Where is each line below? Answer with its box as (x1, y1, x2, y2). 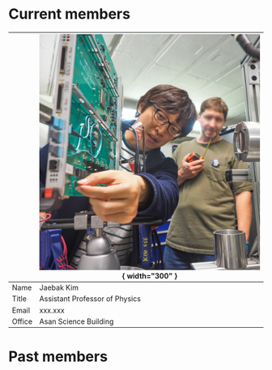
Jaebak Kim (39, 283, 79, 292)
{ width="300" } (121, 270, 178, 280)
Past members (8, 347, 108, 365)
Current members (8, 5, 131, 23)
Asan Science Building (39, 317, 114, 326)
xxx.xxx (39, 305, 65, 315)
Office (11, 317, 33, 326)
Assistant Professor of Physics (39, 294, 142, 304)
